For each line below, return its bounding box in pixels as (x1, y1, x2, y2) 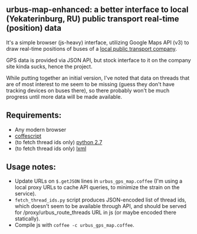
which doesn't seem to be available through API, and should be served (14, 203, 187, 210)
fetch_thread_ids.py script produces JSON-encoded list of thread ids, (14, 196, 187, 203)
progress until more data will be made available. (6, 93, 123, 100)
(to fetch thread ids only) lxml (14, 145, 87, 152)
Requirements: (6, 110, 62, 121)
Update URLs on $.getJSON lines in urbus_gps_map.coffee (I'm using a (14, 177, 183, 185)
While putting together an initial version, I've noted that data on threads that (6, 74, 190, 82)
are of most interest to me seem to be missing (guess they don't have (6, 80, 175, 87)
